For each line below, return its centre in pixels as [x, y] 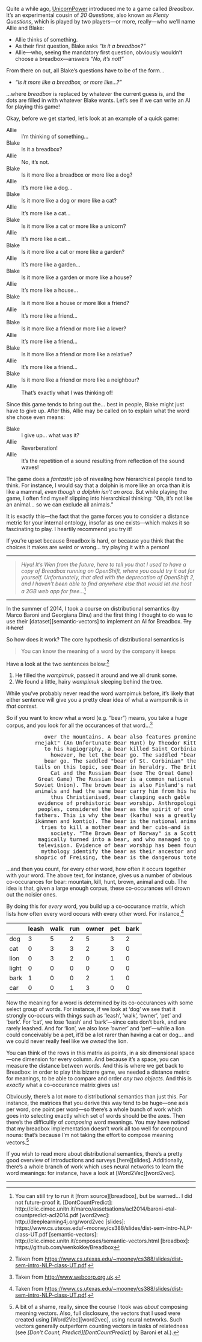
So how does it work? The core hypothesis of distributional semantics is [95, 639]
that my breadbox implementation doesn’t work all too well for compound [97, 1128]
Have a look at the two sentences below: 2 [58, 663]
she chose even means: [35, 417]
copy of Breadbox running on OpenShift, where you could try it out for [108, 571]
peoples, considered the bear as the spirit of [109, 809]
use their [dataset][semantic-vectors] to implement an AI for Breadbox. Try [99, 621]
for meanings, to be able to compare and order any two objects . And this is [99, 1078]
